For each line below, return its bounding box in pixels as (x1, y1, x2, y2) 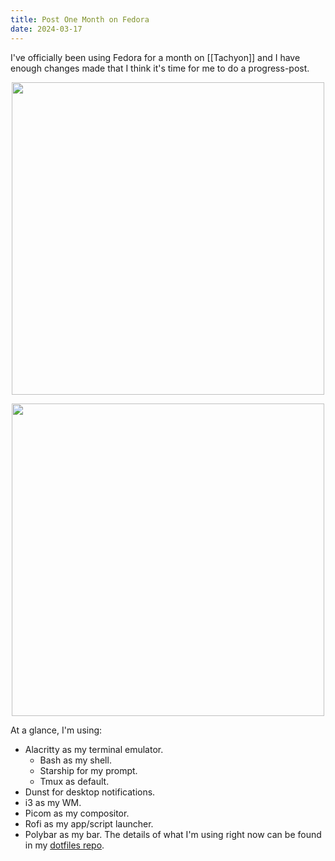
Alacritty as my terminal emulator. (24, 743, 164, 755)
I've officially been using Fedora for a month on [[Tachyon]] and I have (10, 51, 301, 63)
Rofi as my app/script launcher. (24, 817, 154, 830)
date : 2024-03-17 (10, 24, 83, 34)
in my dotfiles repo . (24, 839, 105, 851)
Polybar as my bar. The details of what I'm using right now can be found (24, 828, 322, 840)
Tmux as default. (39, 775, 110, 787)
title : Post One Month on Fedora (10, 14, 150, 25)
